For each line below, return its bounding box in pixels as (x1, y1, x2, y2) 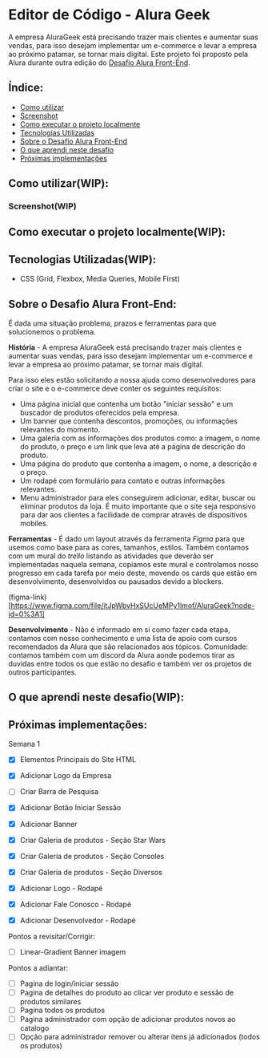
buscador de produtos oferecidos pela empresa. (19, 407, 180, 418)
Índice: (8, 81, 44, 95)
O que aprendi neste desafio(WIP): (8, 691, 185, 704)
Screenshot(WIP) (8, 201, 78, 212)
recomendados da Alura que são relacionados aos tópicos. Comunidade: (8, 642, 249, 651)
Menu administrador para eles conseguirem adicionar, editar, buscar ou (19, 493, 256, 503)
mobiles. (19, 519, 49, 529)
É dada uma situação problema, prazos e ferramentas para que (8, 318, 217, 328)
